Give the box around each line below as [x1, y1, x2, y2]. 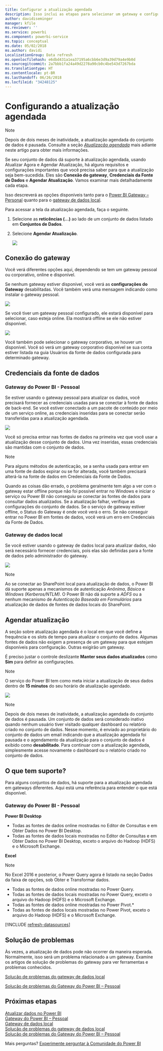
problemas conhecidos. [5, 964, 52, 971]
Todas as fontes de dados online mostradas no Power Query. [12, 886, 134, 892]
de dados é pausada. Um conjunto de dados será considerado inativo [5, 716, 144, 722]
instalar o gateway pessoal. [5, 292, 60, 297]
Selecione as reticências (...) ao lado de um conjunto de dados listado [12, 216, 153, 222]
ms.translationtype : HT [5, 66, 53, 71]
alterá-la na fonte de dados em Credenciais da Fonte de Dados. [5, 474, 132, 479]
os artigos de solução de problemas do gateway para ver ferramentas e [5, 959, 148, 965]
